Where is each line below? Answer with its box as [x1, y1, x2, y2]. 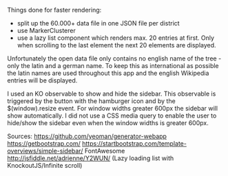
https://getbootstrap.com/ [7, 140, 81, 147]
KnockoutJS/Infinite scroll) [7, 162, 83, 169]
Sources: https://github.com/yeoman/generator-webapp [7, 132, 167, 140]
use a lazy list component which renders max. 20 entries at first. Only [17, 34, 215, 42]
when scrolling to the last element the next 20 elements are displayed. [17, 41, 216, 49]
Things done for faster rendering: [7, 6, 102, 14]
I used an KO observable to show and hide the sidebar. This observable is [7, 89, 216, 98]
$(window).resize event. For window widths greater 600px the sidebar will [7, 104, 218, 112]
